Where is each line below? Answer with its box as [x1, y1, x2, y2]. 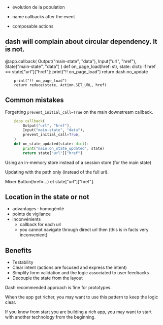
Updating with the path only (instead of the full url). [5, 169, 109, 175]
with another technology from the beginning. [5, 314, 96, 320]
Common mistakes [5, 96, 64, 104]
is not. [5, 45, 25, 54]
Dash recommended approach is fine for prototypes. [5, 285, 112, 291]
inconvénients [12, 216, 41, 222]
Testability [12, 260, 33, 265]
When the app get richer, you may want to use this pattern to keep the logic [5, 294, 159, 300]
